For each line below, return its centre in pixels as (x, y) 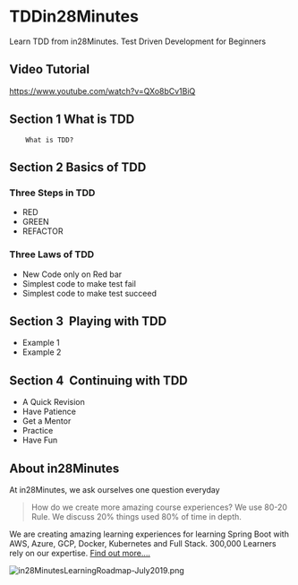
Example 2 (42, 352)
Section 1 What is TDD (72, 120)
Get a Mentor (47, 421)
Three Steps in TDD (52, 193)
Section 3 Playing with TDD (88, 321)
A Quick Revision (53, 402)
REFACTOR (43, 231)
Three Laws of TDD (52, 254)
